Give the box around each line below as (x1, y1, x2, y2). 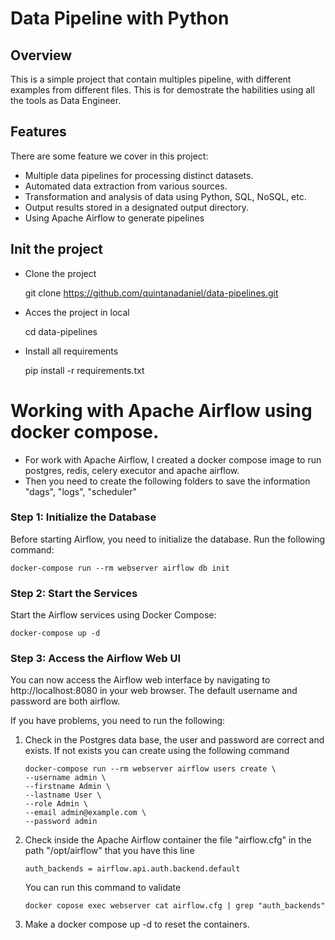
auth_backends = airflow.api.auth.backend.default (24, 864, 241, 874)
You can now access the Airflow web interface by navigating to (10, 674, 271, 686)
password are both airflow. (10, 695, 121, 707)
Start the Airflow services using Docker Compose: (10, 609, 217, 621)
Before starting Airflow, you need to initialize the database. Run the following (10, 533, 326, 545)
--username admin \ (24, 773, 107, 783)
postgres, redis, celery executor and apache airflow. (24, 464, 240, 476)
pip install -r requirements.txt (24, 364, 145, 376)
